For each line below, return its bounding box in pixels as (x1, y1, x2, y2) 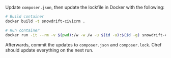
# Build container (5, 14, 44, 19)
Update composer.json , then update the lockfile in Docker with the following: (5, 5, 164, 10)
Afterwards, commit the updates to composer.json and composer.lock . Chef (5, 41, 162, 47)
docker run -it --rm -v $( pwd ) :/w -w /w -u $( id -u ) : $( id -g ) (5, 32, 140, 37)
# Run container (5, 28, 40, 33)
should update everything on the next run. (5, 47, 94, 53)
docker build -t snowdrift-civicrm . (5, 19, 85, 24)
